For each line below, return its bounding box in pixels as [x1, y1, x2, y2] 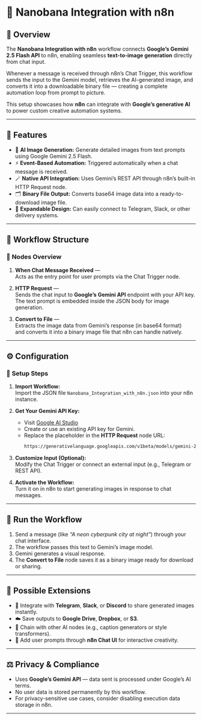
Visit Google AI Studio [23, 419, 78, 426]
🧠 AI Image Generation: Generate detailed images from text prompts [14, 146, 185, 153]
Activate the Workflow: [14, 479, 75, 486]
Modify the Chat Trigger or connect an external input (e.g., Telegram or [14, 461, 191, 468]
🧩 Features [6, 130, 47, 140]
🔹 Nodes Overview [6, 253, 62, 261]
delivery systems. [14, 211, 59, 219]
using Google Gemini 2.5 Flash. [14, 152, 93, 160]
